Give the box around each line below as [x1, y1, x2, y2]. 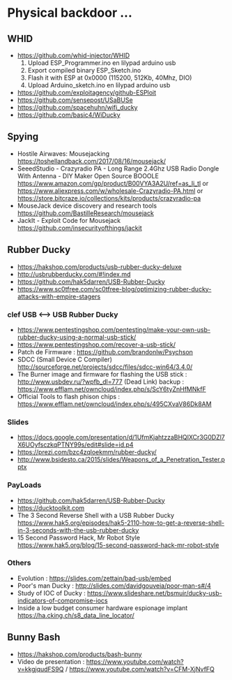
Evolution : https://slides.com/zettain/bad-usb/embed [17, 574, 172, 582]
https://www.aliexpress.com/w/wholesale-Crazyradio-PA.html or [17, 187, 203, 195]
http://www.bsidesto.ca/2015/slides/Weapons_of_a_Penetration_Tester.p [17, 456, 225, 464]
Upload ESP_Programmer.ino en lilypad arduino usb [27, 59, 176, 67]
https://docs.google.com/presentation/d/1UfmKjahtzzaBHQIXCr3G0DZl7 [17, 433, 225, 442]
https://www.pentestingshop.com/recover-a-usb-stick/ [17, 340, 176, 349]
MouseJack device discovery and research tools [17, 201, 157, 210]
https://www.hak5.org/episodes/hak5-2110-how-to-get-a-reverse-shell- [17, 519, 225, 527]
